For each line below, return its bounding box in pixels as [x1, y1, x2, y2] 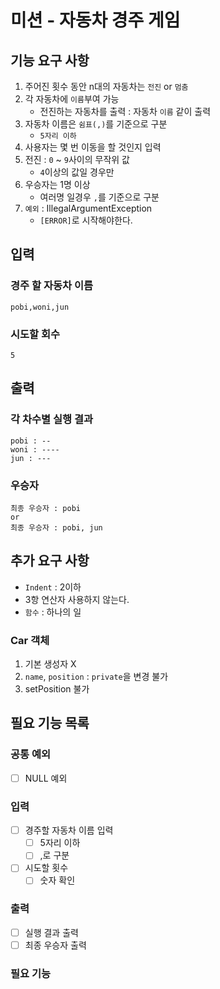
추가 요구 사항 [10, 552, 90, 570]
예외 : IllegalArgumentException [24, 202, 153, 214]
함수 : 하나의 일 [24, 606, 82, 618]
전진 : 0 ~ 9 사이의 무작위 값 [24, 154, 130, 165]
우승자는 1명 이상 [24, 179, 91, 190]
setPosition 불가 [24, 683, 90, 695]
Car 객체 [10, 633, 50, 647]
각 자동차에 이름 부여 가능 [24, 93, 120, 105]
